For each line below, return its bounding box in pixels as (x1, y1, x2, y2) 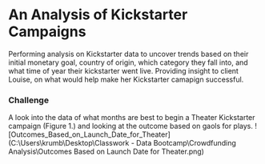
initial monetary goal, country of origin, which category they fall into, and (8, 58, 248, 67)
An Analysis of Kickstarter (8, 6, 188, 24)
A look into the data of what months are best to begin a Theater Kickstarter (8, 113, 255, 122)
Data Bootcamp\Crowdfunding (135, 138, 236, 148)
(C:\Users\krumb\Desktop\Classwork (8, 138, 130, 148)
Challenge (8, 94, 50, 106)
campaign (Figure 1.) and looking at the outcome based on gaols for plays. (8, 122, 254, 131)
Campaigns (8, 22, 86, 41)
